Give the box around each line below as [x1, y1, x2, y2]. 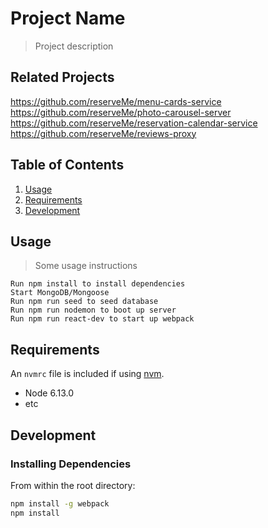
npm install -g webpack [10, 498, 110, 509]
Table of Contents [10, 157, 125, 174]
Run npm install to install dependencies [10, 279, 186, 289]
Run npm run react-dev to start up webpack [10, 314, 195, 324]
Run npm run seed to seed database [10, 297, 159, 307]
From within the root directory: [10, 479, 136, 491]
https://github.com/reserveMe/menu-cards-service [10, 95, 222, 107]
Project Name [10, 7, 126, 30]
